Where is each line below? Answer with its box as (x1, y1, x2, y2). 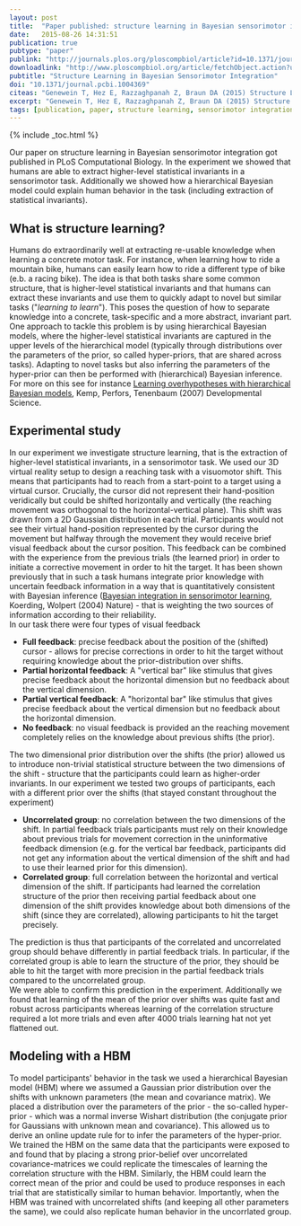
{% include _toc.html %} (9, 129, 99, 140)
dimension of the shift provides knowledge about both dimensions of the (21, 900, 291, 911)
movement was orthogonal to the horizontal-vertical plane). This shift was (9, 504, 282, 515)
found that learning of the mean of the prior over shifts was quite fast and (9, 993, 280, 1004)
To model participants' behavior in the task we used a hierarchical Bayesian (9, 1072, 288, 1083)
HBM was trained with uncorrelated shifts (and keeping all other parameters (9, 1196, 289, 1207)
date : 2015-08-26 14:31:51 (9, 30, 118, 39)
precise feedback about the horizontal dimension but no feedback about (21, 675, 289, 685)
